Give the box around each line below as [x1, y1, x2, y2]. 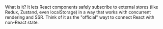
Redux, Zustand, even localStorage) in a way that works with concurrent [5, 9, 151, 15]
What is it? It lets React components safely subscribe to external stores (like [5, 4, 159, 10]
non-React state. [5, 19, 39, 25]
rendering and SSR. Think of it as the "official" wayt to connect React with [5, 14, 155, 20]
